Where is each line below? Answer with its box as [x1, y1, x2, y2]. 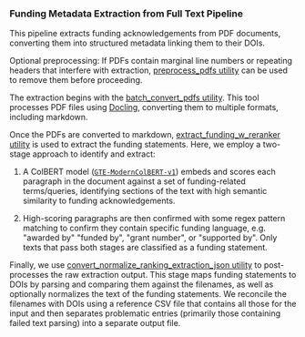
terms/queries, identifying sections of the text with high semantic [22, 186, 268, 197]
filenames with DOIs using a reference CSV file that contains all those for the [9, 299, 297, 310]
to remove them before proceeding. [9, 75, 143, 86]
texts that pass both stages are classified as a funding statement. [22, 242, 268, 253]
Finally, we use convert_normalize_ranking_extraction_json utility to [9, 260, 262, 271]
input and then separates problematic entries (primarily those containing [9, 308, 281, 319]
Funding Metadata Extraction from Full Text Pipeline [9, 7, 244, 20]
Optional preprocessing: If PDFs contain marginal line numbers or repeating [9, 56, 293, 66]
